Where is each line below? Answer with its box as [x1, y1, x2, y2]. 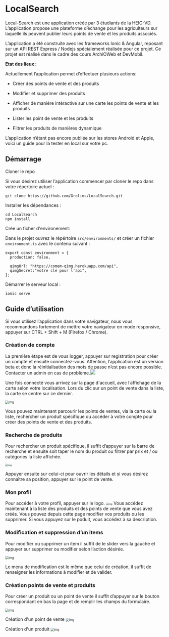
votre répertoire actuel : [5, 183, 54, 190]
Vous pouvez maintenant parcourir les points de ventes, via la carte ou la [5, 408, 157, 414]
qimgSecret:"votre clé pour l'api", [10, 268, 87, 273]
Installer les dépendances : [5, 202, 62, 208]
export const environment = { [5, 250, 69, 256]
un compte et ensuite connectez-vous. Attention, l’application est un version [5, 358, 164, 364]
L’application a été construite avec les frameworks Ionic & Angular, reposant [5, 40, 163, 46]
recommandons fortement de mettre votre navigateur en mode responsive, [5, 323, 161, 329]
